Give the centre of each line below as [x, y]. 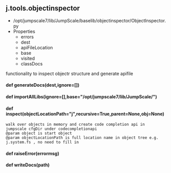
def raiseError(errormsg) [33, 153]
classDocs [32, 63]
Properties [24, 31]
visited [28, 58]
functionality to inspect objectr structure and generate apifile [70, 74]
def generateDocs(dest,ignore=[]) [43, 85]
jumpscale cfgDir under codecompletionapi [51, 129]
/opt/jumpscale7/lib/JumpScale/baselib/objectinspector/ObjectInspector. [89, 20]
